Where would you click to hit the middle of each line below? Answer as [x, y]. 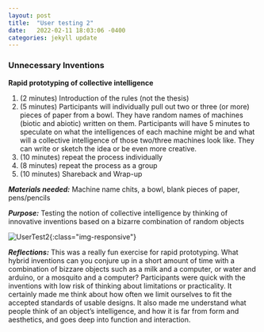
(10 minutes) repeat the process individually [91, 157]
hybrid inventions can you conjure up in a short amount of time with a [122, 260]
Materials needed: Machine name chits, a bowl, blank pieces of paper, [124, 189]
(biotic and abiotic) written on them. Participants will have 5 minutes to [135, 123]
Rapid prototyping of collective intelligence [81, 82]
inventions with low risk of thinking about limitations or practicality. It [120, 285]
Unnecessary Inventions [56, 66]
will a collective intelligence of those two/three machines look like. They [137, 140]
